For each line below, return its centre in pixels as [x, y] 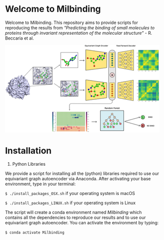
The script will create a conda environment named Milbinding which [73, 212]
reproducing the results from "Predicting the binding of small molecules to [80, 27]
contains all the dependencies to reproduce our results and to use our [75, 218]
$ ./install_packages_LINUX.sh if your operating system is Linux [70, 203]
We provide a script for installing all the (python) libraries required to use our [82, 174]
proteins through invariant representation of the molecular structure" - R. [79, 33]
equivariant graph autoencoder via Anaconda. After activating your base [78, 179]
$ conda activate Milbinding [35, 233]
